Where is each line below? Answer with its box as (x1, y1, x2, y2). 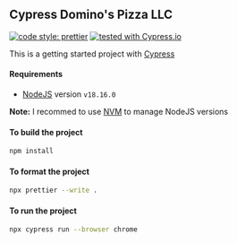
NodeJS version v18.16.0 (21, 89, 116, 100)
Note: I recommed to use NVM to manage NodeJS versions (9, 107, 229, 117)
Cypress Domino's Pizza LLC (9, 7, 173, 22)
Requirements (9, 69, 63, 80)
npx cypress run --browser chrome (9, 225, 139, 234)
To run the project (9, 205, 78, 216)
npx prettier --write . (9, 186, 98, 195)
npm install (9, 147, 54, 156)
